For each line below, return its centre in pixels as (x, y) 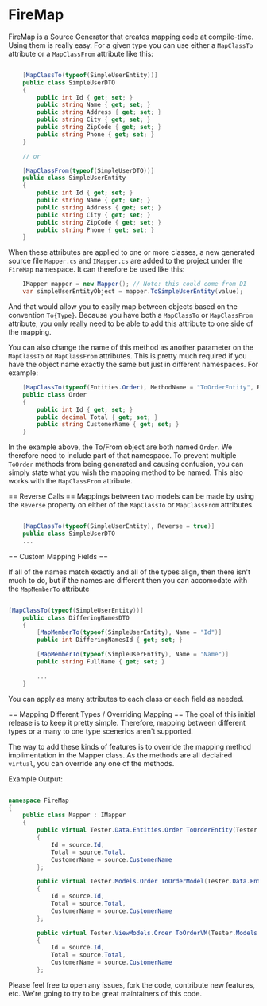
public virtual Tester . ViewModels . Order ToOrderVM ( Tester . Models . (149, 933)
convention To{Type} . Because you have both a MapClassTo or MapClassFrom (130, 315)
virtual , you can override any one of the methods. (91, 763)
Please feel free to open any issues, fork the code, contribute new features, (132, 984)
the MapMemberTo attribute (49, 589)
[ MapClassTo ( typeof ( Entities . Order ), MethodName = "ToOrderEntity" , (138, 388)
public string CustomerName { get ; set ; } (108, 425)
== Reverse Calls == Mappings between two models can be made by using (131, 496)
